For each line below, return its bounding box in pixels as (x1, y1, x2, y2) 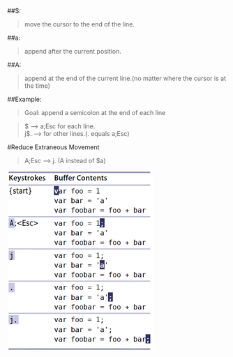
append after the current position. (24, 47, 122, 55)
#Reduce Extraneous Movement (7, 143, 100, 151)
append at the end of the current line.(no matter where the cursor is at (24, 74, 227, 82)
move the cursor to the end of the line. (24, 20, 135, 28)
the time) (24, 82, 51, 90)
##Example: (7, 95, 42, 103)
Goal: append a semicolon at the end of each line (24, 109, 166, 116)
